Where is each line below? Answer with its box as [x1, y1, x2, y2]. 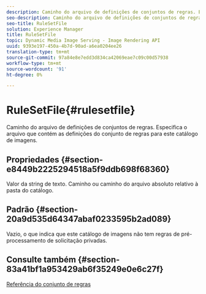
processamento [6, 236, 46, 244]
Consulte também [6, 255, 77, 265]
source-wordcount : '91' [6, 66, 67, 72]
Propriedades [6, 154, 59, 165]
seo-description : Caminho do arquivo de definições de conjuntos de [6, 15, 185, 21]
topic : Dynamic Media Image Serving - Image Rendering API [6, 37, 161, 43]
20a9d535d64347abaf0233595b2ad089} [6, 214, 172, 224]
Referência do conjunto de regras [6, 280, 91, 288]
